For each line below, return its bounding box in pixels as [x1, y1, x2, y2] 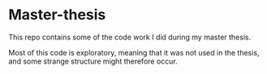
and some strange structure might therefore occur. [8, 56, 179, 66]
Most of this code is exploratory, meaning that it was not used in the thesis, [8, 47, 260, 57]
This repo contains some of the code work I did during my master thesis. [8, 32, 252, 42]
